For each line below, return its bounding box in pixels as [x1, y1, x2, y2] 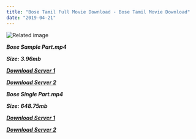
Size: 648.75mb [6, 102, 48, 110]
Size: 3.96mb [6, 55, 41, 62]
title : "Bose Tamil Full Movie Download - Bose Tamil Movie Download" [6, 9, 190, 15]
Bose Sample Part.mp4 [6, 43, 67, 51]
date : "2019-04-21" [6, 15, 56, 21]
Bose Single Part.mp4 [6, 90, 63, 98]
